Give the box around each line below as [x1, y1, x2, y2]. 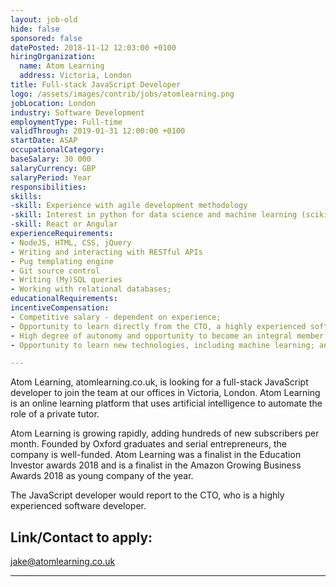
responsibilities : [10, 182, 87, 192]
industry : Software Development [10, 107, 145, 118]
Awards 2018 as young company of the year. [10, 470, 194, 482]
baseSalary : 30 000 [10, 154, 92, 164]
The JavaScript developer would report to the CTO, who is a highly [10, 489, 285, 501]
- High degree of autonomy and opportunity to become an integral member [10, 331, 325, 341]
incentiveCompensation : [10, 303, 110, 313]
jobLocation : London [10, 98, 97, 108]
